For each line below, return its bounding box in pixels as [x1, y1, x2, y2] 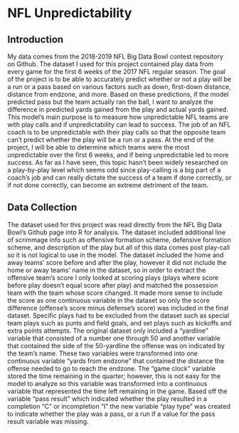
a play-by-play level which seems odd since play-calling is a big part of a [7, 166, 221, 174]
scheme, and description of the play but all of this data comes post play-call [7, 243, 230, 251]
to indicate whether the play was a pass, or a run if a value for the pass [7, 409, 216, 418]
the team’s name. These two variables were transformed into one [7, 349, 198, 358]
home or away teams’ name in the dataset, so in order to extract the [7, 266, 206, 274]
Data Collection [7, 202, 78, 214]
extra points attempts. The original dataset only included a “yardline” [7, 326, 208, 335]
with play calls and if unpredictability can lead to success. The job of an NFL [7, 120, 231, 129]
